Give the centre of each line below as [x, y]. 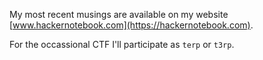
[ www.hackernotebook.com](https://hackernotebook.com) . [131, 25]
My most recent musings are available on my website [119, 14]
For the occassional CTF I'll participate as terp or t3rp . [122, 44]
